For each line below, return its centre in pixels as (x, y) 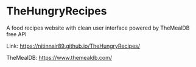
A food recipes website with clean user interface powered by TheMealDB (98, 28)
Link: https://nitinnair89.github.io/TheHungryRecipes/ (73, 46)
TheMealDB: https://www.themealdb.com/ (59, 57)
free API (16, 34)
